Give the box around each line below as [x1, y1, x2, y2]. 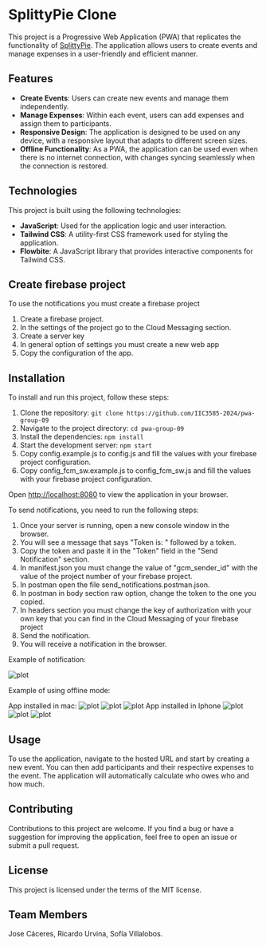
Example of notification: [8, 655, 86, 664]
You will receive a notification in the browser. [19, 640, 167, 649]
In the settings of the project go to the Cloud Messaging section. [19, 323, 232, 333]
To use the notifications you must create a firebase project [8, 299, 201, 309]
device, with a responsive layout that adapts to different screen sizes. [19, 136, 248, 145]
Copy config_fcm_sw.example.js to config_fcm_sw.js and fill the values [19, 466, 252, 475]
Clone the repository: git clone [19, 408, 123, 418]
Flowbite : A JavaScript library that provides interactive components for [19, 246, 253, 256]
